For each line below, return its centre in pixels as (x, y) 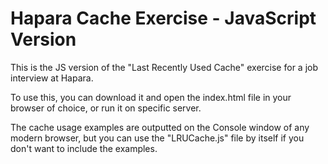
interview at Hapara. (52, 78)
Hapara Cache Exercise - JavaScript (163, 18)
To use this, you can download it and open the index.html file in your (151, 97)
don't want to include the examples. (84, 148)
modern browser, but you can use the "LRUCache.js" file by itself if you (157, 138)
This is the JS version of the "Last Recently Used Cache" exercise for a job (164, 67)
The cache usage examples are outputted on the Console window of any (160, 127)
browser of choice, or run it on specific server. (106, 108)
